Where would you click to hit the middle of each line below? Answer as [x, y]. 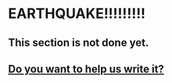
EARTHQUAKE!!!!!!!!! [77, 14]
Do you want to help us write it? [86, 69]
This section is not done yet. [79, 43]
